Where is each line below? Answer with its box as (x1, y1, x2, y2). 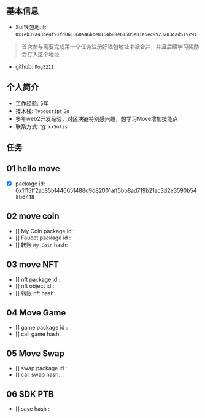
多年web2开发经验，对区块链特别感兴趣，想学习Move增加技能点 (15, 115, 178, 122)
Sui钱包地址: (15, 23, 47, 31)
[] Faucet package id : (15, 234, 71, 241)
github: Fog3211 (15, 63, 54, 70)
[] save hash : (15, 404, 50, 412)
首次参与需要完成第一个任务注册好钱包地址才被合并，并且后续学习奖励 (21, 42, 199, 50)
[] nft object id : (15, 282, 55, 290)
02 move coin (6, 211, 60, 222)
